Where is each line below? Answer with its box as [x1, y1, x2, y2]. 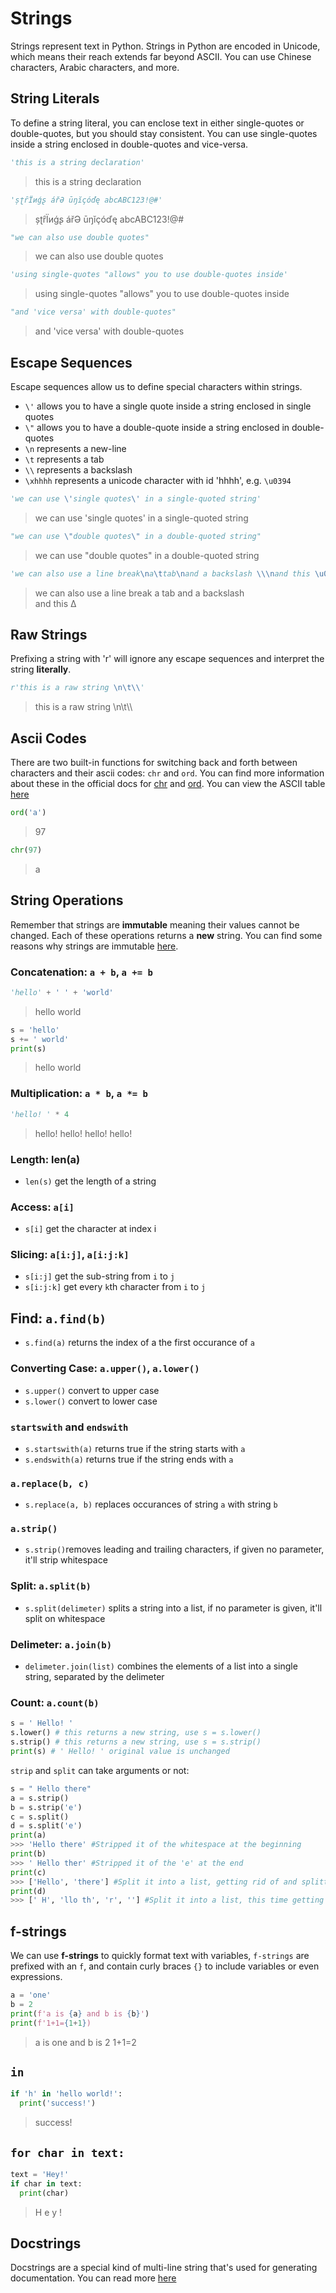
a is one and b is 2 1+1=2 [34, 2036, 137, 2048]
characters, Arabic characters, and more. [10, 61, 180, 73]
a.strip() [10, 1523, 58, 1535]
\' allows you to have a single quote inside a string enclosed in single [24, 400, 312, 412]
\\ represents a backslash [24, 463, 133, 476]
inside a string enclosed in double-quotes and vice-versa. [10, 138, 249, 150]
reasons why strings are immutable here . [10, 940, 179, 952]
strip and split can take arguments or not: [10, 1764, 190, 1776]
